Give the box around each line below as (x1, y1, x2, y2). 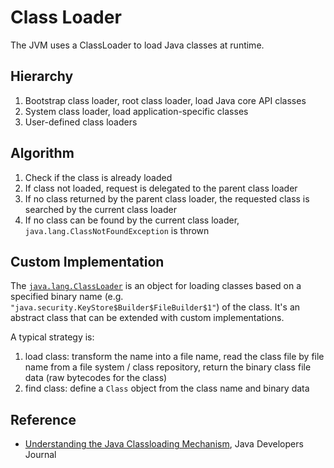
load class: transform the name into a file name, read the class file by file (24, 351, 325, 363)
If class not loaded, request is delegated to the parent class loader (24, 182, 298, 194)
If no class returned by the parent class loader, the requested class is (24, 192, 310, 205)
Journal (24, 449, 57, 461)
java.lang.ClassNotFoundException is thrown (24, 224, 210, 236)
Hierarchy (10, 68, 74, 85)
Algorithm (10, 145, 75, 162)
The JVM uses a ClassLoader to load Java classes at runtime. (10, 39, 265, 51)
